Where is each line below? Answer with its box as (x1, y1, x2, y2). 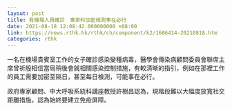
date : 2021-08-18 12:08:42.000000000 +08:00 (7, 23, 137, 30)
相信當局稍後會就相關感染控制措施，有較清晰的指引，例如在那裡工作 (30, 64, 225, 72)
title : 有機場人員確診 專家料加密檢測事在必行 (7, 16, 127, 23)
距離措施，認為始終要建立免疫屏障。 (7, 96, 110, 104)
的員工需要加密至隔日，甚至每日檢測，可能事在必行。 (7, 73, 159, 81)
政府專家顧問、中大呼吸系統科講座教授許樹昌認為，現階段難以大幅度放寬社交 (7, 87, 225, 96)
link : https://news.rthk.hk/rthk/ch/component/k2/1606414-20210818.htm (7, 29, 217, 36)
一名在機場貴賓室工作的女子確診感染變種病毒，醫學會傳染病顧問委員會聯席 (7, 56, 219, 64)
